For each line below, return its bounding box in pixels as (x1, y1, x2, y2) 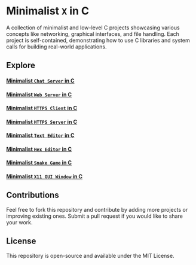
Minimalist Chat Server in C (6, 77, 75, 84)
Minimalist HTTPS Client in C (6, 105, 78, 112)
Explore (6, 60, 36, 71)
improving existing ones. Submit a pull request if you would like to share (6, 212, 183, 220)
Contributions (6, 190, 59, 200)
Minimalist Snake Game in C (6, 159, 72, 166)
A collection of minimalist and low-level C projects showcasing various (6, 24, 180, 31)
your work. (6, 218, 33, 226)
